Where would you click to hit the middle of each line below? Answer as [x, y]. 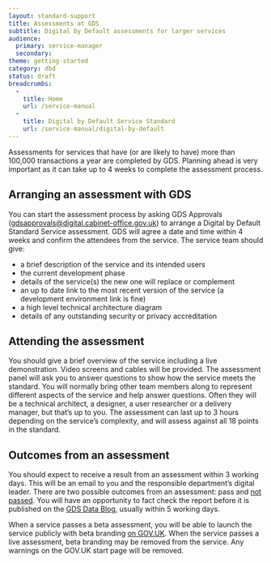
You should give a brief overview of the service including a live [113, 360]
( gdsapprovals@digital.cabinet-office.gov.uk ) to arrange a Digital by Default [135, 223]
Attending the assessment [76, 341]
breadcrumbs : [30, 83]
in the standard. [34, 429]
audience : [25, 38]
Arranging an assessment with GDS [100, 195]
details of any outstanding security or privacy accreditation [119, 316]
